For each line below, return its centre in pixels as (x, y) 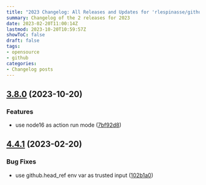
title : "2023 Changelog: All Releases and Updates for (78, 12)
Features (20, 111)
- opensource (23, 52)
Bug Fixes (21, 162)
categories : (21, 63)
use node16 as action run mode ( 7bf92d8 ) (68, 125)
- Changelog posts (30, 69)
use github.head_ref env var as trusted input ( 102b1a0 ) (84, 175)
